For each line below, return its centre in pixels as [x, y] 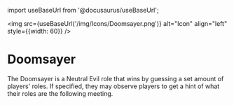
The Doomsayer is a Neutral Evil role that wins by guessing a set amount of [116, 78]
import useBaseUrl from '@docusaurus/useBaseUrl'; [83, 10]
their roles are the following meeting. [60, 93]
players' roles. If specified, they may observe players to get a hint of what [113, 86]
